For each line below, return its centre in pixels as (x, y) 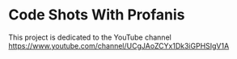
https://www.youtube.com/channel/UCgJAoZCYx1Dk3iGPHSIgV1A (119, 45)
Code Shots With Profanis (97, 15)
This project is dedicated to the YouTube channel (90, 37)
